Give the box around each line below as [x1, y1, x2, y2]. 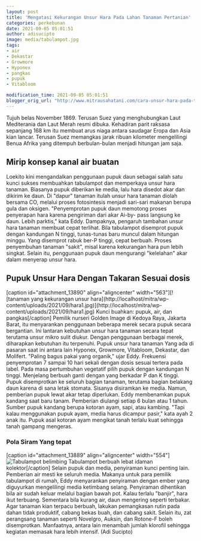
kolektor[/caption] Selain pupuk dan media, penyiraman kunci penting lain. [6, 464, 190, 471]
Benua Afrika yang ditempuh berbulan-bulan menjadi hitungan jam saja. [6, 139, 183, 147]
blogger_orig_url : [6, 98, 52, 104]
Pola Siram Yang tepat [6, 438, 72, 446]
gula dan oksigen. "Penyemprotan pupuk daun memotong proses [6, 205, 167, 212]
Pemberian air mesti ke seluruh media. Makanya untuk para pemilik [6, 470, 172, 477]
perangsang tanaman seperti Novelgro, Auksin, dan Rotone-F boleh [6, 515, 173, 522]
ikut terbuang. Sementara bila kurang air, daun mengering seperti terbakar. [6, 496, 190, 503]
